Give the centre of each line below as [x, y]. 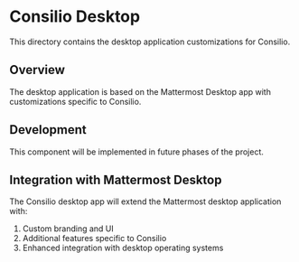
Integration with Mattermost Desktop [116, 179]
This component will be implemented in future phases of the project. [136, 152]
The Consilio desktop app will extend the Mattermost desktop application [145, 201]
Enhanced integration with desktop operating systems [123, 248]
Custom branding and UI [68, 229]
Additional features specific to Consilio [94, 239]
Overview [37, 70]
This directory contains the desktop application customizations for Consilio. [150, 42]
